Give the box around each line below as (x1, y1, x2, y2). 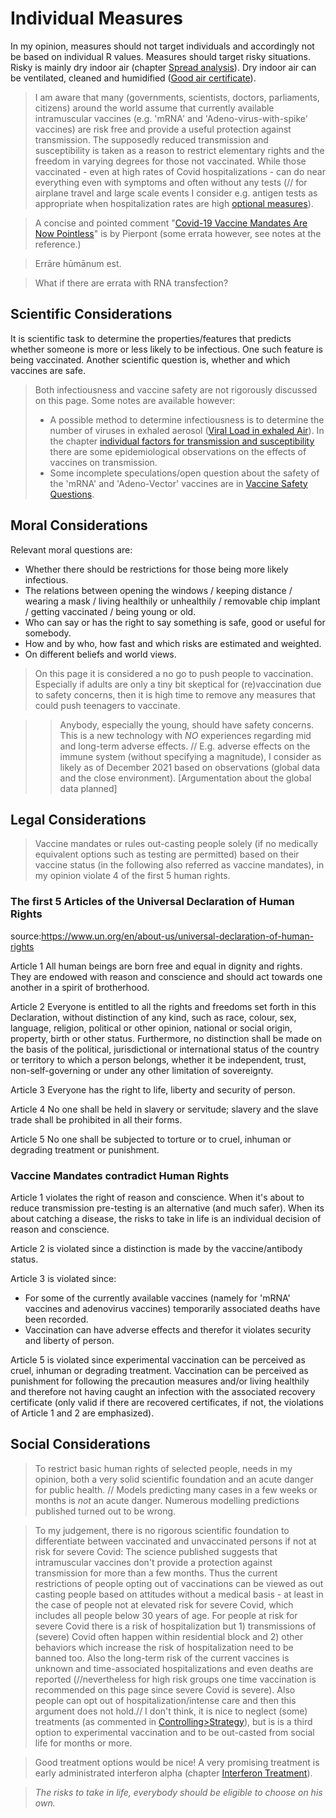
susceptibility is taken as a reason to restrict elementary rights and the (34, 144, 325, 156)
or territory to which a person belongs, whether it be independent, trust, (10, 1053, 307, 1066)
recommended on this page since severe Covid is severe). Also (34, 1683, 296, 1696)
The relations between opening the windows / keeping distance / (24, 584, 293, 596)
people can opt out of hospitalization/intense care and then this (34, 1694, 297, 1706)
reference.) (34, 238, 82, 250)
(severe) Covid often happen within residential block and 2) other (34, 1630, 304, 1642)
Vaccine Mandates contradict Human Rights (10, 1168, 230, 1182)
